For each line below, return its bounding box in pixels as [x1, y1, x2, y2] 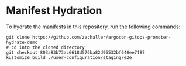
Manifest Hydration [6, 4, 102, 17]
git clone [6, 34, 30, 40]
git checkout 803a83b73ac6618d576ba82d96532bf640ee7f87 [6, 49, 145, 56]
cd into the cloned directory [11, 45, 85, 50]
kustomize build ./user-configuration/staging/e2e [6, 54, 132, 60]
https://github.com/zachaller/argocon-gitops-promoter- [32, 34, 171, 40]
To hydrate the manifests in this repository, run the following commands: [6, 23, 181, 30]
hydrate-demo [6, 39, 38, 45]
